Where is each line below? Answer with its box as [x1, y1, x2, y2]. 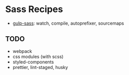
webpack [12, 48, 32, 54]
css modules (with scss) [12, 53, 63, 59]
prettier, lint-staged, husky [12, 64, 69, 70]
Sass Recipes [5, 4, 63, 15]
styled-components [12, 59, 54, 65]
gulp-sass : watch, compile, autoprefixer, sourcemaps [12, 20, 124, 26]
